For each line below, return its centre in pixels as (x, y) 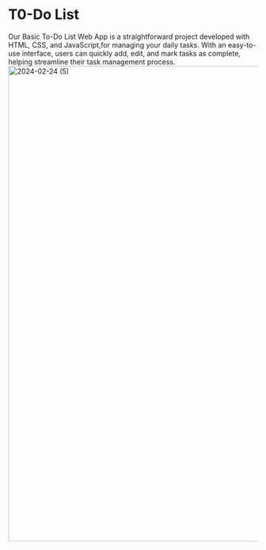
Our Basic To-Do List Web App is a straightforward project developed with (129, 36)
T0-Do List (44, 15)
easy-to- (242, 44)
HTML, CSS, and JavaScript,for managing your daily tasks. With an (118, 44)
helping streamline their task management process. (92, 62)
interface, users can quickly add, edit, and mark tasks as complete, (131, 53)
